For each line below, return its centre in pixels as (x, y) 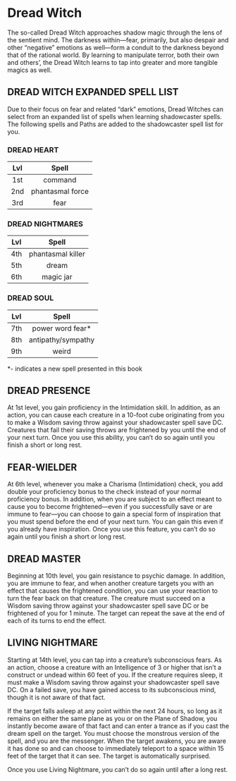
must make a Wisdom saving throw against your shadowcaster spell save (113, 682)
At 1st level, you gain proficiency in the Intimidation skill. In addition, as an (114, 407)
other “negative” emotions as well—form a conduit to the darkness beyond (116, 47)
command (60, 180)
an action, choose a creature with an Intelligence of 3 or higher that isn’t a (114, 667)
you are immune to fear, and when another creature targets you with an (111, 584)
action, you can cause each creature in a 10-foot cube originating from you (116, 415)
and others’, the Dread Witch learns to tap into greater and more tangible (113, 62)
